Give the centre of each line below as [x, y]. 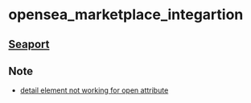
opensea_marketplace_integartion [126, 15]
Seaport [29, 44]
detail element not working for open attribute [94, 90]
